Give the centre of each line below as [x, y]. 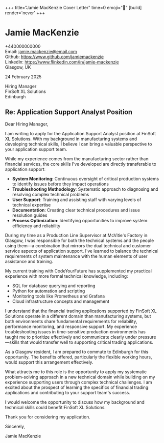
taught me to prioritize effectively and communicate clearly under [71, 337]
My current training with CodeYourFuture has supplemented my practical [78, 271]
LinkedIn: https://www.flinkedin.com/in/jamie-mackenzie [62, 62]
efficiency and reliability [36, 226]
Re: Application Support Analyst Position [69, 112]
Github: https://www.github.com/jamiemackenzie [55, 57]
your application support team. [36, 149]
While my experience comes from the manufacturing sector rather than [77, 159]
